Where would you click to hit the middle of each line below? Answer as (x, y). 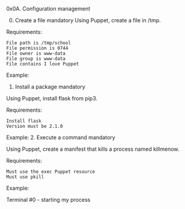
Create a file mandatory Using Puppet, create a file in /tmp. (88, 20)
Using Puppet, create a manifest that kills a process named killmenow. (93, 149)
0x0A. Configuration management (48, 9)
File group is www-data (36, 59)
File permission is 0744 (37, 48)
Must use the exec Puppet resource (51, 172)
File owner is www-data (36, 53)
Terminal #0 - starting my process (48, 200)
